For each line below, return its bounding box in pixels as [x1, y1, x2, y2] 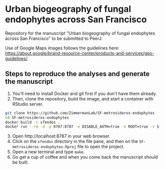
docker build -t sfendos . [5, 120, 60, 125]
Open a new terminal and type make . [12, 149, 85, 155]
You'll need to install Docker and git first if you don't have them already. [12, 90, 157, 97]
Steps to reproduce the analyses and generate [5, 70, 150, 78]
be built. [12, 159, 29, 166]
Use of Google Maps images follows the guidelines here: [5, 45, 119, 51]
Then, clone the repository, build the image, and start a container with [12, 96, 154, 101]
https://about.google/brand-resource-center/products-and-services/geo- [5, 50, 155, 56]
